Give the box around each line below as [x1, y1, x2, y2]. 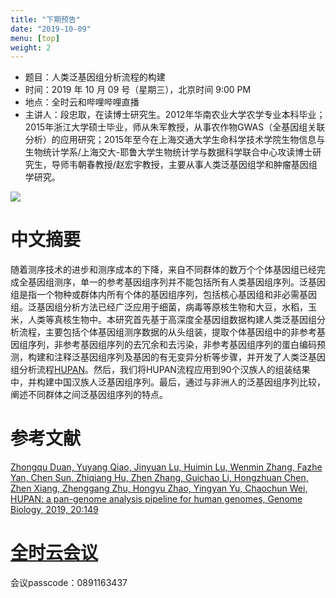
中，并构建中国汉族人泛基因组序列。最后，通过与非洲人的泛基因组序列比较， [10, 376, 326, 388]
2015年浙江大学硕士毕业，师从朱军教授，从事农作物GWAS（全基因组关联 [24, 121, 326, 133]
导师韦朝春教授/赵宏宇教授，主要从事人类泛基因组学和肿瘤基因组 [51, 159, 318, 171]
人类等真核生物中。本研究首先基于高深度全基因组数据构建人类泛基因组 [27, 314, 317, 326]
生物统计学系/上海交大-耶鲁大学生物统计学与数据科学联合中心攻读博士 [24, 146, 313, 158]
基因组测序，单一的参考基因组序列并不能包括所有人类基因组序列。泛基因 [27, 276, 326, 288]
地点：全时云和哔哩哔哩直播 [24, 96, 140, 108]
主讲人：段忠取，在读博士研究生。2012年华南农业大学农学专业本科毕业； [24, 109, 326, 121]
